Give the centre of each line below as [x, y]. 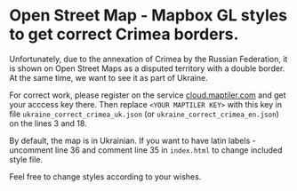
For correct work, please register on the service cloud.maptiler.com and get [148, 95]
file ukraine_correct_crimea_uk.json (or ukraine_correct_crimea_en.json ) [144, 114]
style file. [26, 159]
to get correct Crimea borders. [124, 34]
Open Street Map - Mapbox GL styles [148, 16]
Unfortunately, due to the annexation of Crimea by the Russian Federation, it [148, 59]
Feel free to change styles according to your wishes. [105, 176]
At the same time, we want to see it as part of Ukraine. [108, 77]
